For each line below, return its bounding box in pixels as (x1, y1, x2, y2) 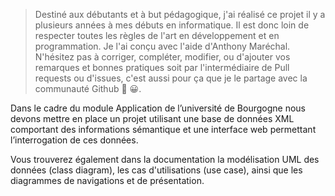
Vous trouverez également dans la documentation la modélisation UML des (10, 154, 320, 165)
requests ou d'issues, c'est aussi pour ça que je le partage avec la (34, 72, 308, 84)
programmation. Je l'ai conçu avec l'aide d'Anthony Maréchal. (34, 40, 291, 52)
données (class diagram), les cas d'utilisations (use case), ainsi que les (10, 164, 303, 176)
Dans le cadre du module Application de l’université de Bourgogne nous (10, 102, 306, 114)
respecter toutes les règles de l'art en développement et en (34, 30, 280, 41)
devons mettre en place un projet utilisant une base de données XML (10, 113, 295, 124)
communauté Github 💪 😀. (34, 83, 142, 94)
